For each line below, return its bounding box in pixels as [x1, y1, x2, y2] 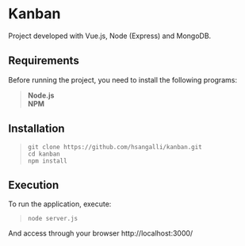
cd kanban [27, 150, 61, 158]
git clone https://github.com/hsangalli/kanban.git [27, 143, 202, 151]
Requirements [8, 54, 79, 67]
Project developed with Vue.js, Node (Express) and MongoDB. [8, 31, 212, 40]
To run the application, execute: [8, 199, 112, 209]
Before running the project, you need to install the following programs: [8, 75, 238, 84]
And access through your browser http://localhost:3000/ [8, 229, 193, 238]
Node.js [27, 90, 55, 100]
